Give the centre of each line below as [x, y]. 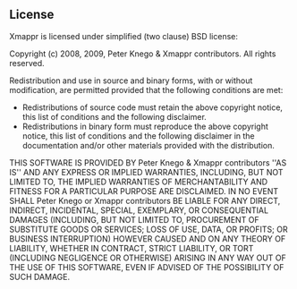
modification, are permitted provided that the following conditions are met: [146, 89]
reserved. [27, 63]
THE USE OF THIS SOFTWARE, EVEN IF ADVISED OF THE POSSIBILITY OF [147, 267]
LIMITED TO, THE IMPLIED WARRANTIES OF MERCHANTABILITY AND [139, 182]
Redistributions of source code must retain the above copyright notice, [153, 107]
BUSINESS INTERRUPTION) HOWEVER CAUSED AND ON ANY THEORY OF [148, 238]
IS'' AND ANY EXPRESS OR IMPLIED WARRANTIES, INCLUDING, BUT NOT [146, 172]
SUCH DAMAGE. [39, 276]
